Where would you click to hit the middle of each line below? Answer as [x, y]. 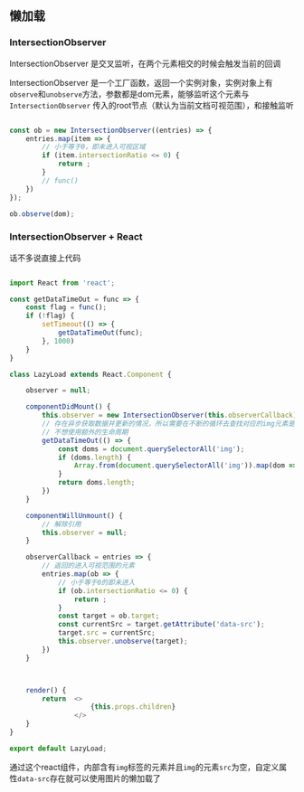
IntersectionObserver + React [76, 237]
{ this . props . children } [133, 707]
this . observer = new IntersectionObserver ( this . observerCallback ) [170, 415]
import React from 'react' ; [62, 283]
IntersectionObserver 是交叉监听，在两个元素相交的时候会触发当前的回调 [145, 63]
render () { [46, 690]
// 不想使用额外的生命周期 [85, 432]
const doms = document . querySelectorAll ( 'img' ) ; [151, 449]
